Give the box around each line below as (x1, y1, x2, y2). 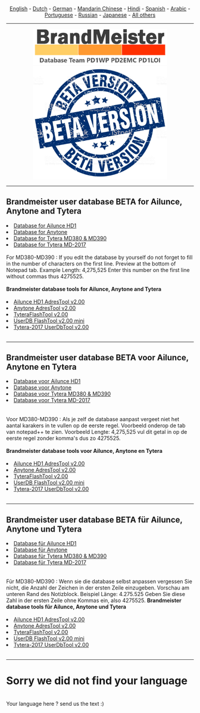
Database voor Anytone (14, 384, 72, 391)
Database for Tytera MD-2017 (14, 241, 86, 248)
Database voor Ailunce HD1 (14, 378, 81, 385)
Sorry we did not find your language (6, 674, 187, 688)
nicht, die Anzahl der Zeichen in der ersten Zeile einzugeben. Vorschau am (6, 584, 189, 591)
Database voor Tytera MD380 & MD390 (14, 390, 111, 397)
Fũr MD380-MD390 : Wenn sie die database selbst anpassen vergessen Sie (6, 578, 192, 585)
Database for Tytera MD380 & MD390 (14, 234, 107, 242)
